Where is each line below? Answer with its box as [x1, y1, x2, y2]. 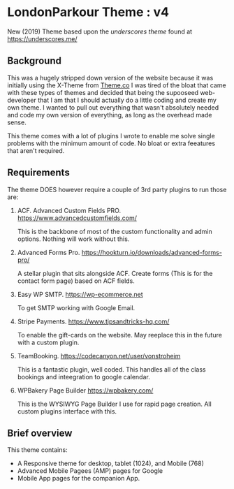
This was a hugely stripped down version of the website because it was [7, 73, 214, 82]
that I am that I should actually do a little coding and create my [37, 96, 217, 104]
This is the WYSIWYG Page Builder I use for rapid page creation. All [17, 400, 212, 408]
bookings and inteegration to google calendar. [17, 372, 150, 381]
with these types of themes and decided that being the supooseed [7, 88, 199, 96]
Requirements [7, 167, 70, 179]
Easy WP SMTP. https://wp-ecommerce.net [17, 290, 143, 298]
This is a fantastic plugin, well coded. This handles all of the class [17, 365, 206, 374]
